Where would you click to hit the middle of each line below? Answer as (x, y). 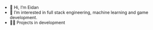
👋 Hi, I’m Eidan (24, 7)
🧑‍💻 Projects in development (37, 22)
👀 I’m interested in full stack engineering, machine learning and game (79, 12)
